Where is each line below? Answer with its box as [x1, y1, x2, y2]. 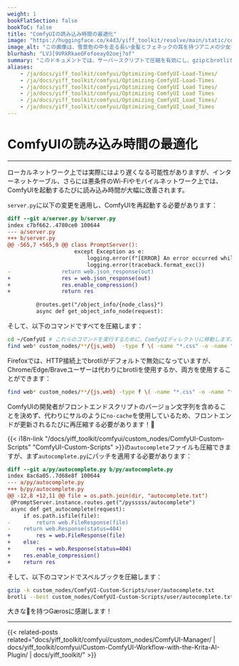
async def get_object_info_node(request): [36, 308, 164, 315]
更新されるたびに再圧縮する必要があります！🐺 [19, 420, 155, 429]
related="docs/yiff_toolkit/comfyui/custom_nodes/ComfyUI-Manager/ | [7, 635, 216, 644]
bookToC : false [7, 24, 53, 31]
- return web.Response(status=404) [7, 526, 122, 533]
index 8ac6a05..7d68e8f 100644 [7, 472, 100, 480]
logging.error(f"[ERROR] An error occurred [86, 255, 218, 262]
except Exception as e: [74, 248, 144, 255]
